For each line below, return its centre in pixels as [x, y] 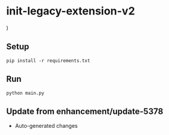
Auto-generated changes [46, 126]
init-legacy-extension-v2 [71, 11]
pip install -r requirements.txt [48, 61]
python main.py [25, 93]
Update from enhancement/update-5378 [85, 111]
